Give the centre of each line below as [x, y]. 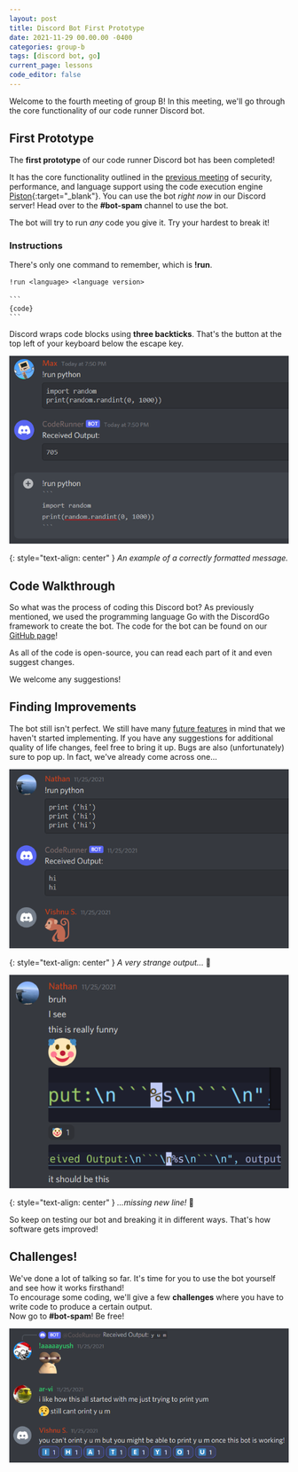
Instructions [36, 246]
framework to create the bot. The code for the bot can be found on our [138, 626]
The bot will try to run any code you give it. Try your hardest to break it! [140, 223]
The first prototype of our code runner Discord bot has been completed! [142, 160]
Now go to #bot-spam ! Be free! [67, 1316]
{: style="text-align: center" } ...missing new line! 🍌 [102, 1202]
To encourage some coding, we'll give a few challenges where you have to [146, 1297]
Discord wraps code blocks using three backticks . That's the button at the [145, 333]
